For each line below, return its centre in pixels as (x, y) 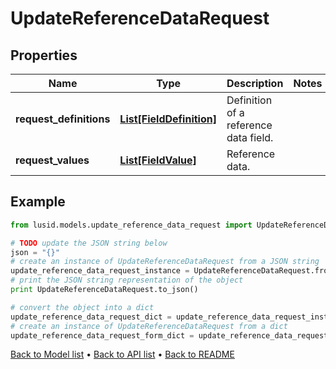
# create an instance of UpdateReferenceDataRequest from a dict (149, 326)
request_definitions (63, 119)
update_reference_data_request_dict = (91, 317)
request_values (52, 160)
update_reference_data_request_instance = (100, 271)
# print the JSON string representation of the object (127, 280)
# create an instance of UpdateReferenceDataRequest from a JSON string (165, 262)
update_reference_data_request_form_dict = (102, 335)
